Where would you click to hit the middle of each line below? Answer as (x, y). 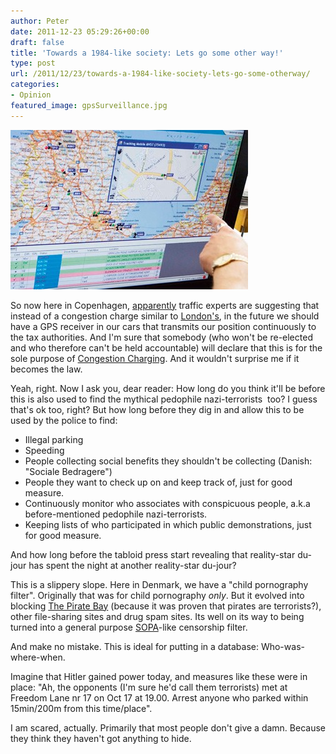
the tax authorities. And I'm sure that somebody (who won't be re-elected (161, 337)
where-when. (38, 657)
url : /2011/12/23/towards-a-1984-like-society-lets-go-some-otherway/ (160, 74)
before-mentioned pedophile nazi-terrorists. (116, 514)
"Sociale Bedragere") (68, 471)
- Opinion (31, 95)
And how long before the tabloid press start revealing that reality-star (153, 554)
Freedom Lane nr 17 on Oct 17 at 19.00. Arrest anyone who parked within (159, 697)
